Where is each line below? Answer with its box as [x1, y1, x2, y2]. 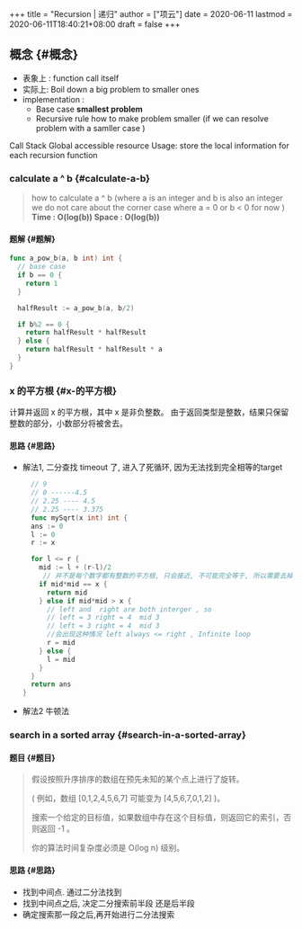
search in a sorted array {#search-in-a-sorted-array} [9, 728, 247, 741]
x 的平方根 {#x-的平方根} [9, 384, 117, 397]
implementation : [22, 94, 85, 104]
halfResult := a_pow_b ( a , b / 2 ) [17, 303, 135, 313]
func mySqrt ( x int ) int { [31, 513, 129, 523]
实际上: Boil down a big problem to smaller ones [22, 84, 200, 94]
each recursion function [9, 149, 98, 160]
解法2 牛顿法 [22, 706, 70, 717]
